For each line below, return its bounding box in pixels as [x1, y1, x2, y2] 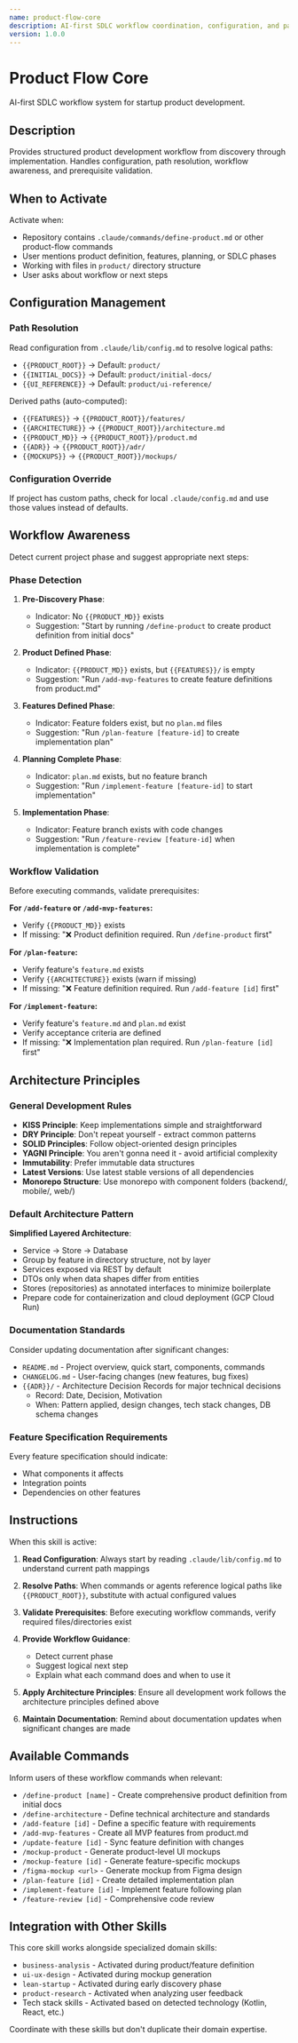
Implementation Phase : [21, 807, 110, 818]
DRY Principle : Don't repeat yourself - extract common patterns [21, 1129, 256, 1140]
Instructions [9, 1513, 78, 1528]
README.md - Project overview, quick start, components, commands [21, 1361, 265, 1372]
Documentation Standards [9, 1324, 126, 1337]
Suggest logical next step [35, 1660, 129, 1671]
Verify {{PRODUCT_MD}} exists [21, 920, 126, 931]
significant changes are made [21, 1722, 131, 1733]
